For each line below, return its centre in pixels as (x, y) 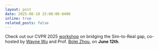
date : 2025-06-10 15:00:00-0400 (38, 14)
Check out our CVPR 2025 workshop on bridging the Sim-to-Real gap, (75, 37)
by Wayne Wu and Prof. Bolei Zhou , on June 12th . (70, 42)
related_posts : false (27, 23)
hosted (12, 42)
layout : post (18, 9)
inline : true (18, 18)
